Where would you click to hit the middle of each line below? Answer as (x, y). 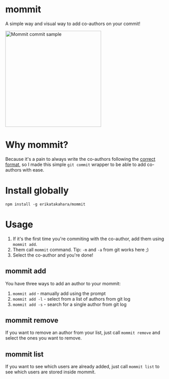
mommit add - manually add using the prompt (59, 293)
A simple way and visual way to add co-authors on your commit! (73, 24)
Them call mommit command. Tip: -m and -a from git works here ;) (81, 249)
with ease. (33, 170)
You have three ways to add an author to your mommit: (63, 283)
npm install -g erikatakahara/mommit (45, 204)
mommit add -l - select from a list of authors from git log (71, 299)
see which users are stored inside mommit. (51, 372)
